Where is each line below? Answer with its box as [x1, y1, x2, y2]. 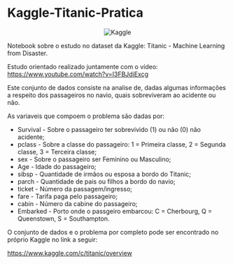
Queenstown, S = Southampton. [17, 214, 110, 223]
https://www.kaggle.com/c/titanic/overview [7, 249, 133, 257]
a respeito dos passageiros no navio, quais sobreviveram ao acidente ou [7, 91, 216, 99]
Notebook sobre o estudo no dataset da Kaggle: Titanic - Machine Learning [7, 41, 225, 50]
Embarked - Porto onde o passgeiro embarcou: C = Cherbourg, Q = [17, 207, 212, 215]
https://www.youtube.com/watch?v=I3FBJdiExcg [7, 70, 149, 78]
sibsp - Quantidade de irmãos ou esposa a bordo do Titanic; [17, 170, 191, 178]
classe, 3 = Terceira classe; [17, 147, 97, 156]
